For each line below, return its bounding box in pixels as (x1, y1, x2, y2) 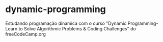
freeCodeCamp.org (5, 31, 46, 37)
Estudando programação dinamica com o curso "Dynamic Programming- (5, 20, 158, 26)
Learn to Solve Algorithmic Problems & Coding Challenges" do (5, 25, 136, 31)
